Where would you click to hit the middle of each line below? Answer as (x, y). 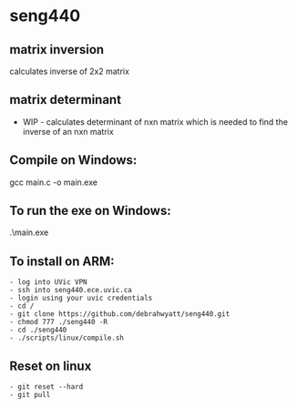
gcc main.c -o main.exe (54, 182)
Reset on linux (51, 366)
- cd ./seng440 (38, 330)
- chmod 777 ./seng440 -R (58, 322)
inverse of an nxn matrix (68, 131)
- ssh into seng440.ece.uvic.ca (71, 291)
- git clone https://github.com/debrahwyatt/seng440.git (120, 314)
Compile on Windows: (73, 160)
